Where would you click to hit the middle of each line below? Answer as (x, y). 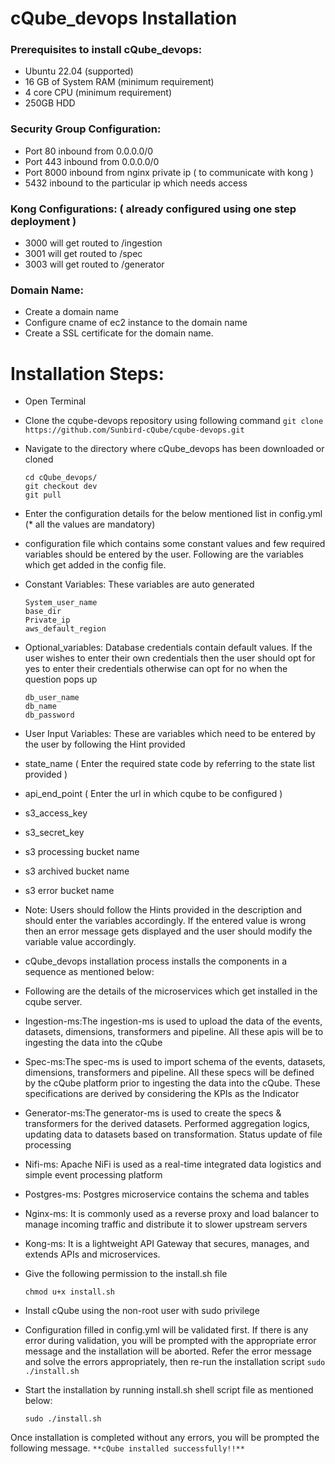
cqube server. (53, 1002)
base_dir (43, 612)
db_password (49, 715)
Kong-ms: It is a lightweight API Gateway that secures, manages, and (167, 1244)
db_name (40, 707)
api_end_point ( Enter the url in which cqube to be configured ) (153, 794)
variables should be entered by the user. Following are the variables (164, 554)
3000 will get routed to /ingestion (93, 243)
